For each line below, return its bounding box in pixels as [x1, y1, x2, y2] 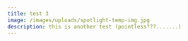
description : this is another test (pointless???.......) [7, 23, 182, 30]
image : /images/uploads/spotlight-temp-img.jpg [7, 17, 151, 24]
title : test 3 [7, 10, 49, 17]
